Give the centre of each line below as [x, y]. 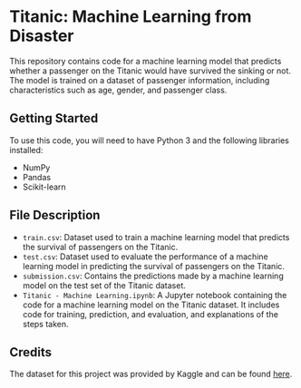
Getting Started [54, 118]
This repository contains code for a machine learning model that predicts [146, 61]
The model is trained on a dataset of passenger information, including [140, 80]
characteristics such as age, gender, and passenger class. [118, 90]
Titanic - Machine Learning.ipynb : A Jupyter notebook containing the [155, 295]
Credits [31, 352]
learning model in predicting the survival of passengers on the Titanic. [154, 266]
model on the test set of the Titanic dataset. [104, 285]
